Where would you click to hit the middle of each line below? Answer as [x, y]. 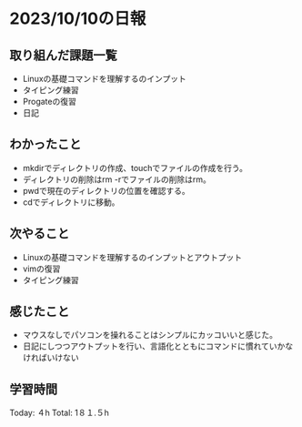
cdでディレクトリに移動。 [71, 202]
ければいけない [50, 358]
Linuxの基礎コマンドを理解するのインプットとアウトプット [132, 257]
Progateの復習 [50, 102]
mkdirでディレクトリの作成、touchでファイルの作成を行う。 [135, 168]
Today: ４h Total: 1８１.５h [59, 413]
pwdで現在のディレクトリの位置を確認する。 [106, 190]
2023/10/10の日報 [78, 19]
